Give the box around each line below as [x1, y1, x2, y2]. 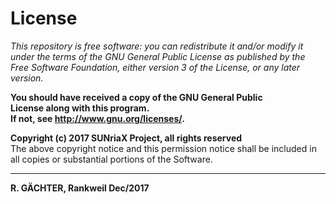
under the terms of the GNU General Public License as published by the [10, 50, 306, 62]
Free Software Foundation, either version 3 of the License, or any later [10, 61, 301, 73]
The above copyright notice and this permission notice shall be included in [10, 142, 317, 154]
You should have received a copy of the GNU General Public [10, 91, 263, 103]
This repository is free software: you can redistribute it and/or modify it [10, 40, 304, 52]
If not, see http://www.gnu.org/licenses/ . [10, 112, 185, 124]
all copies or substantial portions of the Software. [10, 153, 213, 165]
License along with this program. [10, 102, 150, 114]
